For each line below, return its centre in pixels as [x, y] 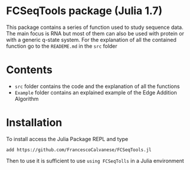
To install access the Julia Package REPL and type [67, 139]
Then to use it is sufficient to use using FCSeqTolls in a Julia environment [95, 161]
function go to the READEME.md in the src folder [62, 46]
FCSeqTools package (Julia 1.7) [84, 11]
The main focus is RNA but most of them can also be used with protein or [95, 33]
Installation [34, 123]
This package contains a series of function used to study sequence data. [95, 27]
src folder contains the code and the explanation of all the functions [97, 86]
